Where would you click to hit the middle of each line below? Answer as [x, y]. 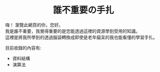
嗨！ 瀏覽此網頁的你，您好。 [34, 25]
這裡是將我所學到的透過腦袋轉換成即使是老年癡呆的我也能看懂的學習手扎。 [81, 37]
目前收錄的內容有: [23, 48]
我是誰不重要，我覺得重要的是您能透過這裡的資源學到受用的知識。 [73, 31]
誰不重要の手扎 [83, 10]
